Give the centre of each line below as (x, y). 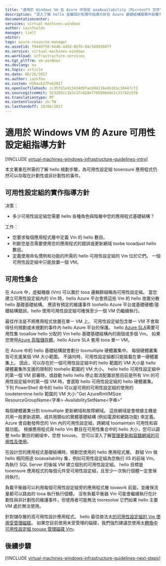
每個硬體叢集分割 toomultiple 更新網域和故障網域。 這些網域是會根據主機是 (81, 410)
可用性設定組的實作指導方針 (47, 193)
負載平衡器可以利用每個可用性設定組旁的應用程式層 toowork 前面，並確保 (80, 487)
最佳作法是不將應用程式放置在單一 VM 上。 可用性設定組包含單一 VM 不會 (80, 321)
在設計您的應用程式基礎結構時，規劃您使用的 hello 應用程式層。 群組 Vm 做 (82, 452)
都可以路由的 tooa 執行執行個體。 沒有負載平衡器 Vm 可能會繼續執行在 (81, 494)
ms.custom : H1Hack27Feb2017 (34, 83)
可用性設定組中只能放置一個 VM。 (47, 262)
